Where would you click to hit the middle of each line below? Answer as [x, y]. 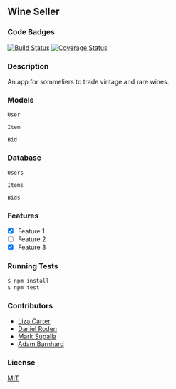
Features [23, 216]
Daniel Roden [37, 329]
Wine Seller [33, 12]
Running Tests [33, 266]
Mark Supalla [37, 337]
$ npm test [24, 288]
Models [21, 100]
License [21, 363]
